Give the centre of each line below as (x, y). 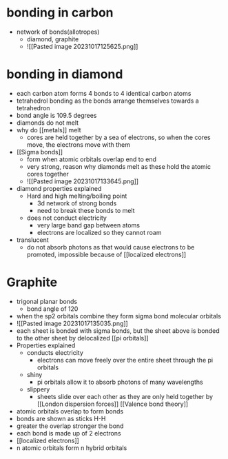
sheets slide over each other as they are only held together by (125, 396)
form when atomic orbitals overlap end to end (91, 159)
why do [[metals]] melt (49, 130)
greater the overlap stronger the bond (70, 426)
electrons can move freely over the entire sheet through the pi (125, 360)
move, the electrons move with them (78, 144)
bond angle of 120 (52, 309)
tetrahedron (33, 108)
